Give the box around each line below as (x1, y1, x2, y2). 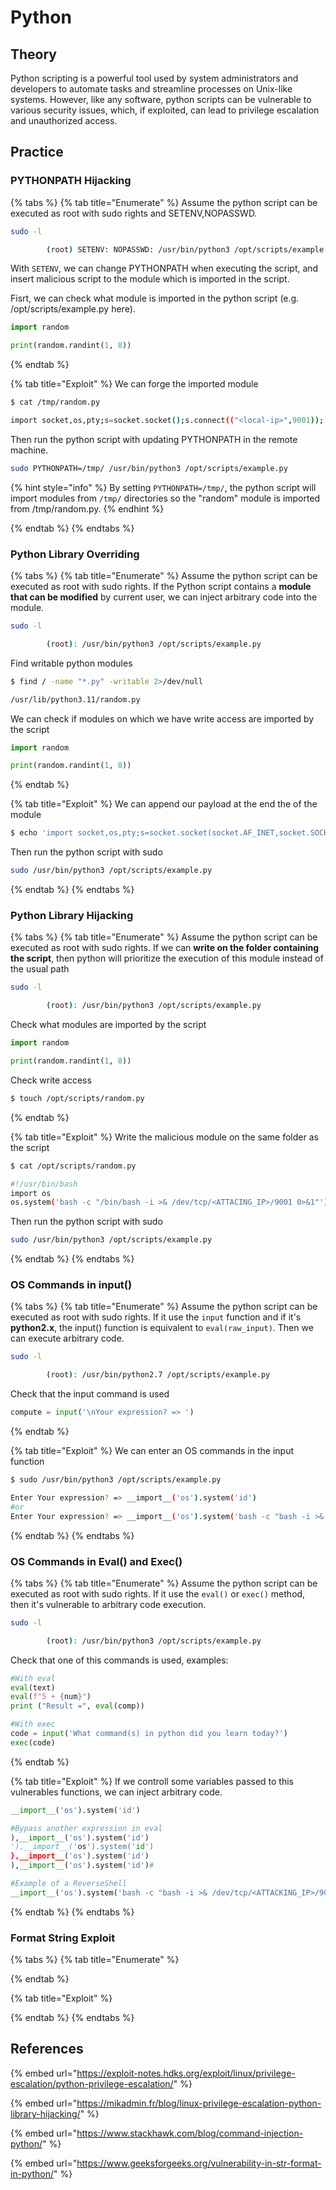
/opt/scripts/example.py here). (10, 303, 136, 315)
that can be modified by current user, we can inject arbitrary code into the (10, 591, 318, 603)
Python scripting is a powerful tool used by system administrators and (10, 72, 299, 84)
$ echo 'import (10, 828, 74, 838)
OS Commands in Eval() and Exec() (10, 1554, 183, 1568)
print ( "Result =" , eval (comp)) (10, 1701, 145, 1711)
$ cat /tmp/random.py (10, 397, 101, 408)
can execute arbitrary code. (10, 1332, 125, 1345)
